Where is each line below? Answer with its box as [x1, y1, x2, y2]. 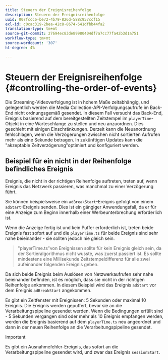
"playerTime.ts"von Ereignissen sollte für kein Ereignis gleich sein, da [17, 245, 162, 251]
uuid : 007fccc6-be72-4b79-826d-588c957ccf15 [5, 17, 100, 22]
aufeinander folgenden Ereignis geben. [17, 262, 99, 268]
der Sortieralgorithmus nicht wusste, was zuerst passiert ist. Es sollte [17, 250, 161, 257]
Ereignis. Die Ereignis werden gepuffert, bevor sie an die [5, 303, 123, 309]
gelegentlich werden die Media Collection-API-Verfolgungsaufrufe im [5, 104, 149, 111]
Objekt [5, 120, 19, 127]
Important [5, 334, 26, 340]
